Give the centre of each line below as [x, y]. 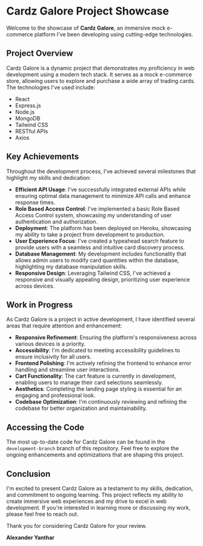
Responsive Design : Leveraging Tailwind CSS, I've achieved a [93, 273]
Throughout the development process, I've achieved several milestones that [101, 171]
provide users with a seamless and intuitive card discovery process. [100, 247]
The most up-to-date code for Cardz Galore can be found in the [86, 442]
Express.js [28, 105]
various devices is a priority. [50, 344]
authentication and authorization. [56, 222]
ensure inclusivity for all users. [53, 357]
